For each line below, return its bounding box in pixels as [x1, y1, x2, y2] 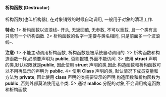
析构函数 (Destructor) [5, 4, 50, 10]
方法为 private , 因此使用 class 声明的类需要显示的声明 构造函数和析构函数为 [5, 74, 160, 80]
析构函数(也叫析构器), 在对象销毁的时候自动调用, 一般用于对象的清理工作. [5, 16, 154, 22]
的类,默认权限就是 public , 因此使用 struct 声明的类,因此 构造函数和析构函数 [5, 62, 157, 68]
